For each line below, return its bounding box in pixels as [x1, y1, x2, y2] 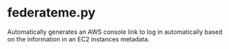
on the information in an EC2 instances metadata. [7, 35, 150, 43]
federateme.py [7, 5, 96, 21]
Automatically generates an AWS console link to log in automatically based [7, 28, 223, 36]
